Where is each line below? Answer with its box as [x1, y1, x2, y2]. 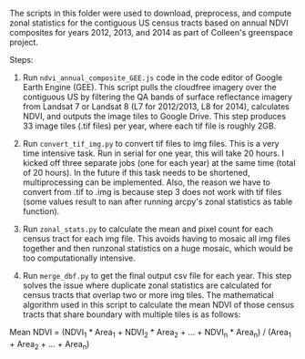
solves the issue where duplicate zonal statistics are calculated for [22, 280, 272, 291]
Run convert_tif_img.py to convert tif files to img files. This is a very [22, 138, 280, 149]
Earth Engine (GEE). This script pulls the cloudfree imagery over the [22, 82, 277, 92]
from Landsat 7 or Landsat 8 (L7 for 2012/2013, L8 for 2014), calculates [22, 101, 290, 112]
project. [9, 36, 39, 47]
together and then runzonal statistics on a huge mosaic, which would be [22, 243, 294, 253]
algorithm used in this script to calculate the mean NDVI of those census [22, 300, 294, 310]
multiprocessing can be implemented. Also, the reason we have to [22, 177, 271, 188]
